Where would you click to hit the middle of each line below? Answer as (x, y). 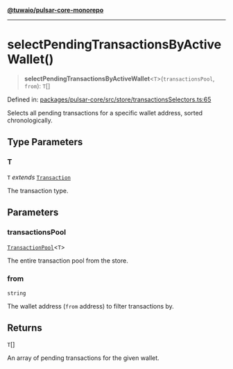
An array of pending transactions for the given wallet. (83, 358)
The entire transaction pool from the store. (68, 261)
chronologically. (30, 120)
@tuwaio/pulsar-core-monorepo (55, 10)
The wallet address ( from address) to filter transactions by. (91, 306)
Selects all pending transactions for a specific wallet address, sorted (105, 113)
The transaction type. (38, 190)
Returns (25, 328)
